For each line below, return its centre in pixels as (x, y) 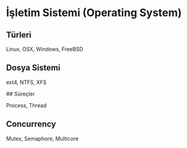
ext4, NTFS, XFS (26, 82)
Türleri (19, 35)
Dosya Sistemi (33, 68)
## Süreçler (20, 94)
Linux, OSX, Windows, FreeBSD (45, 49)
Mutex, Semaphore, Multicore (42, 138)
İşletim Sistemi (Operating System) (94, 13)
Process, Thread (26, 105)
